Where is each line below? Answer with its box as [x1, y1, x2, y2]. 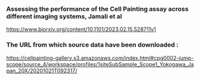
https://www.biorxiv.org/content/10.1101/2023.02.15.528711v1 [6, 26, 157, 33]
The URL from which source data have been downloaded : [6, 41, 179, 49]
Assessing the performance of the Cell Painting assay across [6, 5, 189, 13]
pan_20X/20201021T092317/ [6, 67, 78, 74]
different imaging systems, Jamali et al [6, 12, 122, 20]
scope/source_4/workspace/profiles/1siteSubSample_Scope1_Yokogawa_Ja [6, 60, 194, 67]
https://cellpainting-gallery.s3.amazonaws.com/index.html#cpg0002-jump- [6, 54, 194, 61]
